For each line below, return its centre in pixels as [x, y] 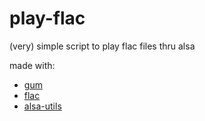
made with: [32, 65]
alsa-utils [42, 106]
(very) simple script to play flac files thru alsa [102, 46]
